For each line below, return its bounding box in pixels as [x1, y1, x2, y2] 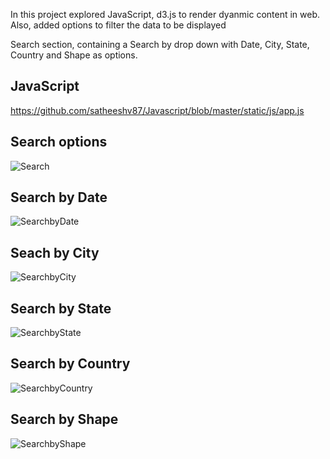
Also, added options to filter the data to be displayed [10, 19, 227, 31]
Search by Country [10, 355, 131, 373]
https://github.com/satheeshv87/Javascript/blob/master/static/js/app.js [10, 104, 305, 116]
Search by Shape [10, 411, 119, 428]
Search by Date [10, 189, 108, 206]
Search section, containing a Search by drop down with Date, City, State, [10, 39, 310, 50]
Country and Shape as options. [10, 49, 138, 61]
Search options [10, 134, 108, 151]
